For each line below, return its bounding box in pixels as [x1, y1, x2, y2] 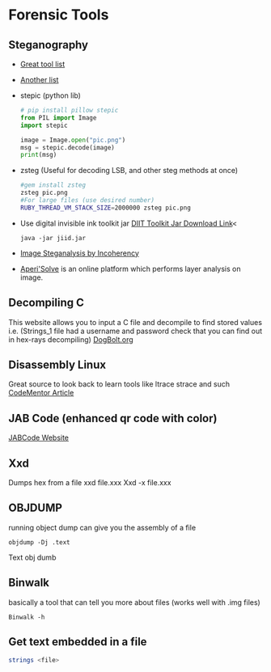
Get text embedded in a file [8, 635, 147, 649]
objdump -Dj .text [8, 538, 70, 547]
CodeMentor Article [8, 388, 74, 398]
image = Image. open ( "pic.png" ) [19, 136, 126, 144]
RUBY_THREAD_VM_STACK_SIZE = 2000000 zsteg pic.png [19, 204, 192, 212]
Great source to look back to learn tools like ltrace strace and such [8, 379, 231, 389]
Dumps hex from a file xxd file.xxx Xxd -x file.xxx [8, 478, 171, 487]
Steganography [8, 38, 89, 52]
